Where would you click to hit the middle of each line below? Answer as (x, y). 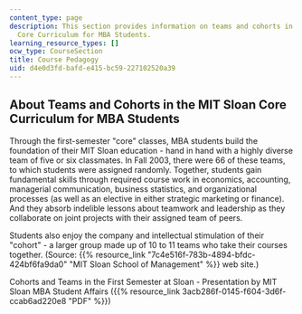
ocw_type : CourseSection (56, 52)
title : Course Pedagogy (54, 60)
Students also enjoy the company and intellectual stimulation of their (137, 235)
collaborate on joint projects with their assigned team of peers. (126, 217)
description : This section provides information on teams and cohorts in (151, 26)
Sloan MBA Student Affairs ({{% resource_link (95, 291)
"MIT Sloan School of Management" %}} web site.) (164, 264)
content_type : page (46, 18)
